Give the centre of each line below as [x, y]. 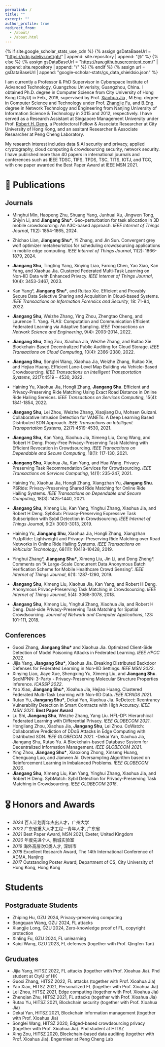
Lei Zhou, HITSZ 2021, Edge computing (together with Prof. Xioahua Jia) [85, 992]
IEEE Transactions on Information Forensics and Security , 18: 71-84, [81, 301]
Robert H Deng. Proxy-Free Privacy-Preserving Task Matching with [80, 443]
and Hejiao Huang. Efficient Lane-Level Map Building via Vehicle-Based [85, 366]
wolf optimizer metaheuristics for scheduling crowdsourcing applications [86, 245]
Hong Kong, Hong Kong [36, 867]
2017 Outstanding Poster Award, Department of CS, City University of [83, 862]
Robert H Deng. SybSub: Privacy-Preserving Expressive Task [74, 513]
